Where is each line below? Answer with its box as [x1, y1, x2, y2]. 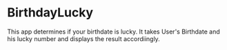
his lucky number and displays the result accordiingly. [7, 34, 160, 42]
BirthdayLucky [7, 5, 94, 21]
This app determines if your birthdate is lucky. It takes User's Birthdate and [7, 27, 220, 36]
